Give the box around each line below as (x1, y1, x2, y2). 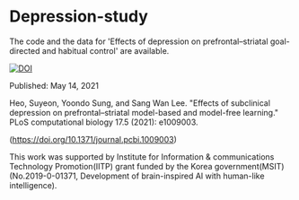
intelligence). (9, 179, 57, 190)
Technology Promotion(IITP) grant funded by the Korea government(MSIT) (9, 161, 285, 171)
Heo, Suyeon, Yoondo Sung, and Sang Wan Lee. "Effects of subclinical (9, 97, 271, 109)
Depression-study (9, 6, 148, 27)
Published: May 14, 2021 (9, 80, 99, 91)
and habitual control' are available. (41, 45, 170, 56)
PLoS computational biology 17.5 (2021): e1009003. (9, 117, 199, 127)
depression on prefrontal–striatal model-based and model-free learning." (9, 107, 279, 117)
